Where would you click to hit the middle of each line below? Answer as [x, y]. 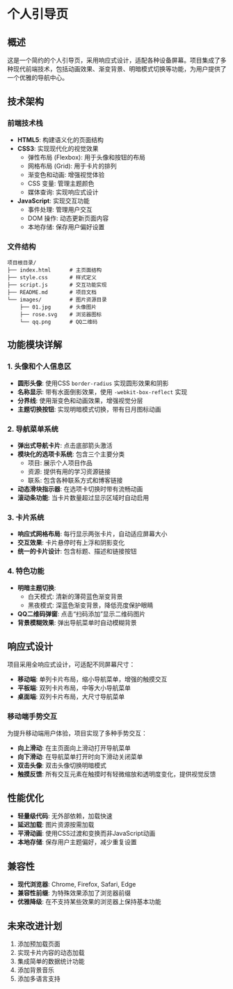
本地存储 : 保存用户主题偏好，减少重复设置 [77, 842]
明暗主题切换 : [37, 587]
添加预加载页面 [39, 944]
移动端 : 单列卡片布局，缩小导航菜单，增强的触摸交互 [92, 679]
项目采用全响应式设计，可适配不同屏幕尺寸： [71, 664]
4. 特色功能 [26, 571]
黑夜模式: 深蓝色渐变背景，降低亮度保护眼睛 [90, 605]
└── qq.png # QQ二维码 [59, 322]
